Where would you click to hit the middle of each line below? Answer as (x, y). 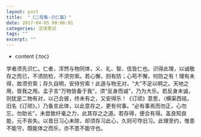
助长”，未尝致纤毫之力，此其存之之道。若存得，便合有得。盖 (97, 113)
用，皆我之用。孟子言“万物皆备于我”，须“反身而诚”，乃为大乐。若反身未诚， (100, 91)
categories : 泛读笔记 (31, 28)
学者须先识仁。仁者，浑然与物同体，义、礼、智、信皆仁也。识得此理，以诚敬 (100, 68)
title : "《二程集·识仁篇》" (39, 17)
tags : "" (17, 34)
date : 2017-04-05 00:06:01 (40, 23)
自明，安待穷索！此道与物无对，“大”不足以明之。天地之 (121, 83)
